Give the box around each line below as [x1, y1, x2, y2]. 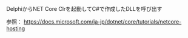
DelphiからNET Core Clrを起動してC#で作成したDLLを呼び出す [6, 5, 163, 12]
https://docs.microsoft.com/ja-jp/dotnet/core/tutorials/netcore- [23, 18, 182, 25]
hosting [6, 25, 25, 32]
